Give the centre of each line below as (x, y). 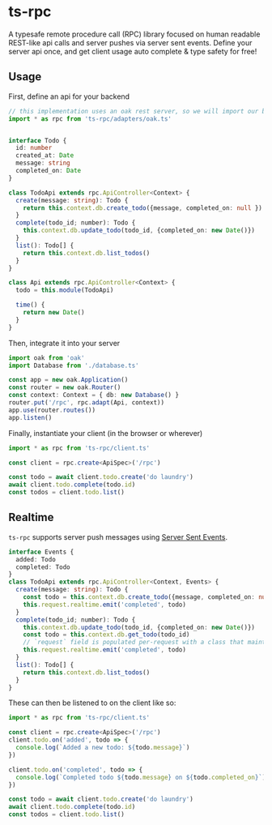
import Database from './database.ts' (74, 365)
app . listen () (30, 417)
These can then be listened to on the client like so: (92, 703)
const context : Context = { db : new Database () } (94, 395)
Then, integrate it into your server (64, 343)
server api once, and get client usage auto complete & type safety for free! (133, 51)
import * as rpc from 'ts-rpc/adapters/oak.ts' (90, 119)
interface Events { (41, 552)
